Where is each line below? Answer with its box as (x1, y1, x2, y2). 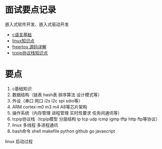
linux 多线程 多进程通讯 (12, 122, 58, 128)
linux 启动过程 (5, 138, 33, 144)
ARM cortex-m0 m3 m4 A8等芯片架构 (12, 104, 87, 110)
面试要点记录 (5, 4, 57, 16)
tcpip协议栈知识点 (12, 50, 48, 56)
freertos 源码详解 (12, 44, 47, 50)
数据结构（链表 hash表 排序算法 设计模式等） (12, 92, 102, 98)
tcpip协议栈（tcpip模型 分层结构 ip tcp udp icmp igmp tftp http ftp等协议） (12, 116, 160, 122)
